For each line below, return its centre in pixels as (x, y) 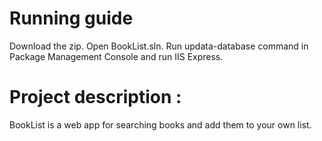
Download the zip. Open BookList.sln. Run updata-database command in (159, 46)
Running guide (71, 18)
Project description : (95, 97)
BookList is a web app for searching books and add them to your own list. (160, 124)
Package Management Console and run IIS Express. (116, 56)
